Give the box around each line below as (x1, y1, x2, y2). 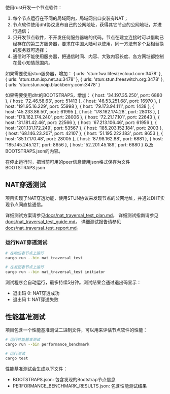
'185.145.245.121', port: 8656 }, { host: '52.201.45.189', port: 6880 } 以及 (5, 142, 154, 147)
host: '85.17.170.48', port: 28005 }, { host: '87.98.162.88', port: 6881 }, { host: (5, 136, 163, 141)
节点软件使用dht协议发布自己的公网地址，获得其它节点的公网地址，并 (12, 22, 158, 27)
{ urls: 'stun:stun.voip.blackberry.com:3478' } (5, 82, 100, 87)
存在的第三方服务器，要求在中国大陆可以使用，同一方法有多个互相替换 (17, 41, 164, 47)
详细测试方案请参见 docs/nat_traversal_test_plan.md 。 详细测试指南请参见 (5, 212, 159, 218)
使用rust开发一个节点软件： (5, 5, 62, 10)
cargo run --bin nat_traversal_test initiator (5, 269, 106, 275)
